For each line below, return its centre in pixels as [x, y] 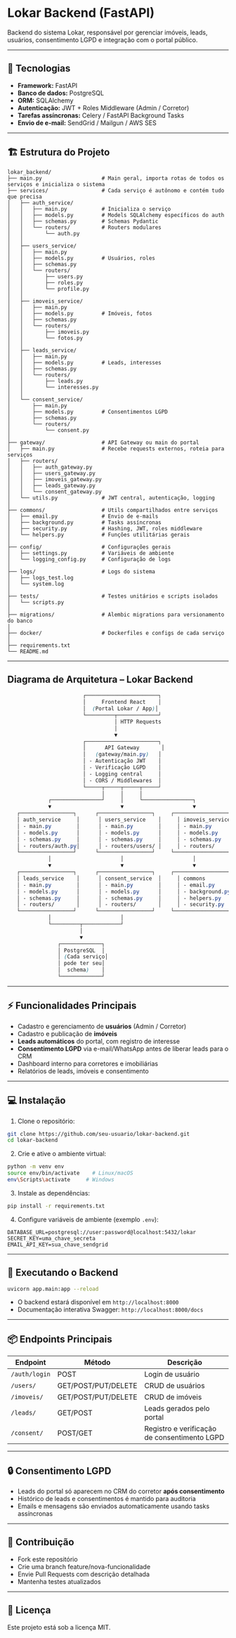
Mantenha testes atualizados [59, 1581]
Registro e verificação [180, 1429]
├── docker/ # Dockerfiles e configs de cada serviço [116, 633]
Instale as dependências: [53, 1193]
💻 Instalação [37, 1101]
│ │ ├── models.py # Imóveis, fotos [80, 313]
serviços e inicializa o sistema [56, 184]
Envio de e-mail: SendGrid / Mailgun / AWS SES [87, 123]
